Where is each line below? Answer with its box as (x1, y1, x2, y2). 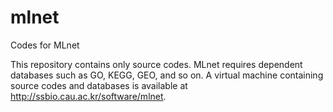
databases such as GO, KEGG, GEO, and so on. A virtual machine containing (10, 69, 324, 81)
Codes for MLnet (10, 39, 80, 51)
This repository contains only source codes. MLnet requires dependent (10, 58, 303, 70)
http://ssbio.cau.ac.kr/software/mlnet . (10, 90, 167, 102)
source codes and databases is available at (10, 79, 188, 91)
